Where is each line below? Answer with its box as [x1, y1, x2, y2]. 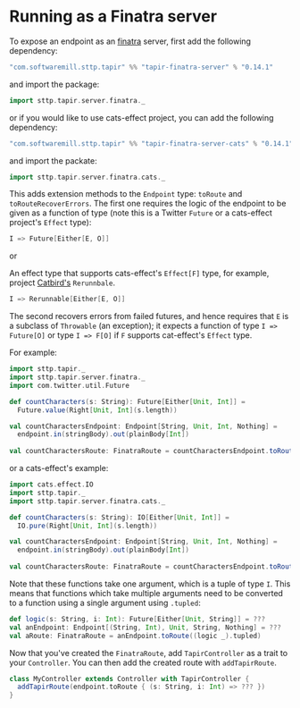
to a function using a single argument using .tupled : [9, 597, 201, 608]
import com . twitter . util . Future [9, 381, 129, 390]
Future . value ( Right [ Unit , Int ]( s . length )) [17, 405, 178, 415]
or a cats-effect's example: [9, 463, 109, 474]
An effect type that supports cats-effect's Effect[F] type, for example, [9, 268, 270, 279]
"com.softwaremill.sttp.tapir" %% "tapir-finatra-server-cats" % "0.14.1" [9, 139, 294, 148]
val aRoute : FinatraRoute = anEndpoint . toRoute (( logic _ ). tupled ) [9, 631, 262, 640]
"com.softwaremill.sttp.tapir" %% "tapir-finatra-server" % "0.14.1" [9, 63, 274, 72]
